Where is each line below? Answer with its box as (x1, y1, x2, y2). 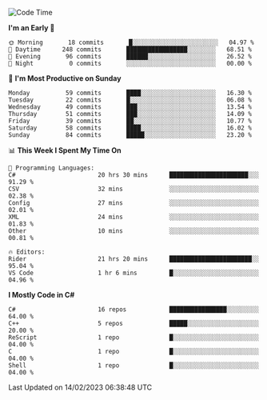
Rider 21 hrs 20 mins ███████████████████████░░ (8, 255, 260, 263)
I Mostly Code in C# (8, 290, 75, 299)
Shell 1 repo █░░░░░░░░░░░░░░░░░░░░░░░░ (8, 362, 260, 370)
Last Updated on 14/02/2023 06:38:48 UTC (8, 382, 153, 392)
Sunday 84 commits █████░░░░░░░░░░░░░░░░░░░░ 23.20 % (8, 131, 252, 139)
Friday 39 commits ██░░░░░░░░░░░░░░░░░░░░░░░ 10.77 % (8, 117, 252, 125)
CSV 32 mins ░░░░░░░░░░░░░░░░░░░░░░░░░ (8, 185, 260, 193)
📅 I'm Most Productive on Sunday (8, 74, 122, 83)
